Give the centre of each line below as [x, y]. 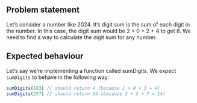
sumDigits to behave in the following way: [58, 77]
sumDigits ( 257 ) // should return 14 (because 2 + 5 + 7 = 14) [86, 94]
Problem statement [43, 10]
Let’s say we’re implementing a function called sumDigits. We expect [91, 70]
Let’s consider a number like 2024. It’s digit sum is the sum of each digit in [98, 24]
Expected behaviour [45, 56]
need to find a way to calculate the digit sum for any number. [82, 37]
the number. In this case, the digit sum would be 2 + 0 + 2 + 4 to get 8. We [98, 31]
